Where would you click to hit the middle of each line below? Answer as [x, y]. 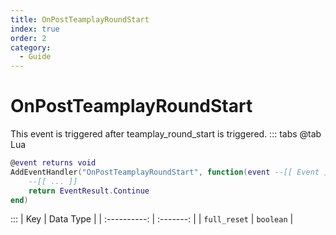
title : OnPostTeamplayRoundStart [80, 19]
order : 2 [28, 38]
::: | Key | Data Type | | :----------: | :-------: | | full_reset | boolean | [152, 219]
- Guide [35, 57]
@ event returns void [53, 163]
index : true [35, 29]
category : [31, 47]
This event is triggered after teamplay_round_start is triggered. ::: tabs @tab [166, 134]
